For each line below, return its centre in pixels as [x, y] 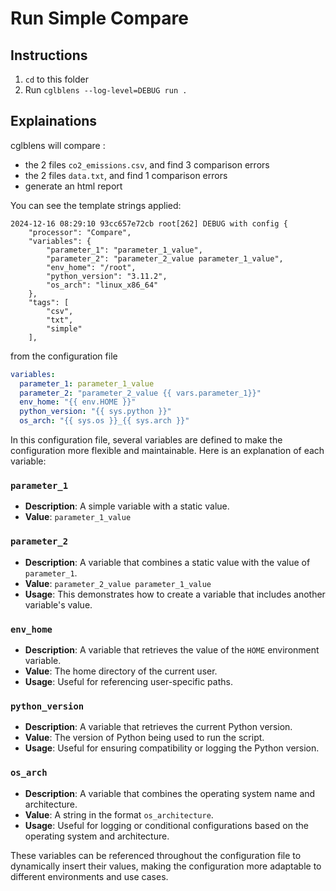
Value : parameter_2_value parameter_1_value [118, 583]
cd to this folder [56, 79]
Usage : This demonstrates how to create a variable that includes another [175, 594]
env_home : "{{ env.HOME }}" [78, 402]
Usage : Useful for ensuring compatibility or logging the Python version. [172, 748]
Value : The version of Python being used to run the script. [144, 738]
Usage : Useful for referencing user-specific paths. [128, 681]
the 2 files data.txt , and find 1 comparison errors [126, 175]
